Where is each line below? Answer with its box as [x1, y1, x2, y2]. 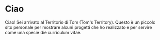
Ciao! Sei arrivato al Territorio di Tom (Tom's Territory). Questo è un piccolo [5, 19, 156, 25]
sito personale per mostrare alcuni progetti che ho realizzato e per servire [5, 24, 152, 30]
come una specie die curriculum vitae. [5, 29, 81, 35]
